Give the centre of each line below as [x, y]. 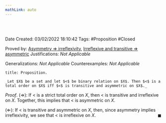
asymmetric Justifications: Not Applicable [48, 54]
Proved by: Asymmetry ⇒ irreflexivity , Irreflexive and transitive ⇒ [72, 48]
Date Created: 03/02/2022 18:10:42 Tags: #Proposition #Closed [70, 39]
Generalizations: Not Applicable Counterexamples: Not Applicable [72, 63]
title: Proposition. [27, 73]
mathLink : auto [21, 10]
